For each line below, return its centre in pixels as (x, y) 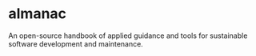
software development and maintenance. (76, 43)
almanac (37, 14)
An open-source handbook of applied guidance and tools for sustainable (128, 35)
